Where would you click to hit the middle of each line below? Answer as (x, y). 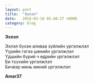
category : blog (20, 23)
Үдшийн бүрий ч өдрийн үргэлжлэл (42, 57)
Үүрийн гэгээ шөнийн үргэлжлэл (39, 51)
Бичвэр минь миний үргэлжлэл (38, 67)
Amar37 (13, 76)
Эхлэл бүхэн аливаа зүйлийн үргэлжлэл (47, 46)
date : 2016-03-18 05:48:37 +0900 (41, 18)
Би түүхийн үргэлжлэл (28, 62)
